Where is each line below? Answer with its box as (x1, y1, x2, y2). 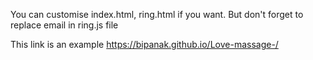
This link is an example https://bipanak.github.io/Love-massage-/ (10, 39, 279, 50)
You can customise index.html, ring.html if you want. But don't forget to (10, 9, 304, 20)
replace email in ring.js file (10, 19, 119, 31)
